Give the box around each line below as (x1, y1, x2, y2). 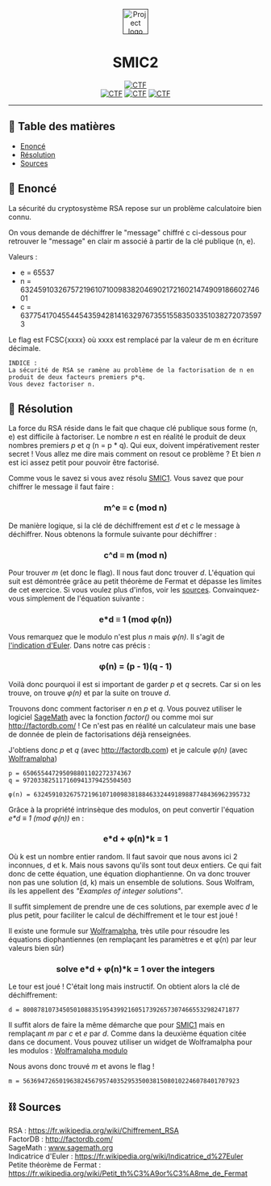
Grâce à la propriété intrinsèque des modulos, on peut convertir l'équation (8, 804, 255, 814)
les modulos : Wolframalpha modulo (8, 1046, 128, 1056)
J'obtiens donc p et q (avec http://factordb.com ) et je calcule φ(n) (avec (8, 745, 248, 754)
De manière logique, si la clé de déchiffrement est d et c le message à (8, 521, 240, 530)
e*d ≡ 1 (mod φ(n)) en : (8, 813, 85, 823)
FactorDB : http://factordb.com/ (8, 1133, 113, 1144)
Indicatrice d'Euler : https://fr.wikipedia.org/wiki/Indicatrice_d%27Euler (8, 1151, 244, 1161)
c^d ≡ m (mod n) (103, 549, 168, 560)
